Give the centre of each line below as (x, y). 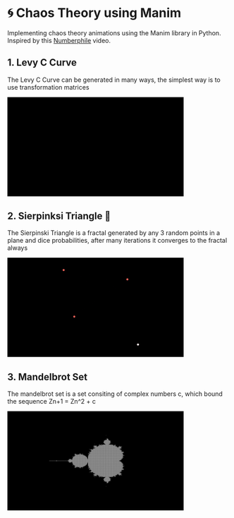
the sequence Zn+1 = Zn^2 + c (52, 402)
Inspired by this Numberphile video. (59, 40)
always (18, 248)
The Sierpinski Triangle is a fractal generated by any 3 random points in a (114, 233)
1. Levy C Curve (42, 62)
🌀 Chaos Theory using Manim (94, 13)
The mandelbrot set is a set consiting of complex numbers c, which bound (115, 394)
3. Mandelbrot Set (48, 377)
